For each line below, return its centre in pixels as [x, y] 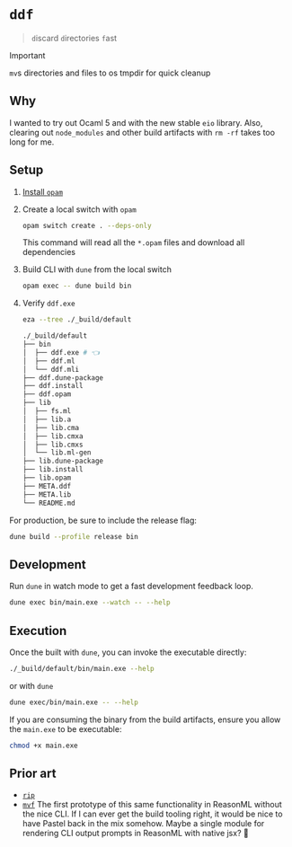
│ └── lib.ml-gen [57, 453]
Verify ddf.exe [49, 304]
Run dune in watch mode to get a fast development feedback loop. [131, 587]
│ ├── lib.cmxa [53, 436]
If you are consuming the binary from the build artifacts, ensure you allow [145, 719]
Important [27, 55]
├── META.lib [47, 494]
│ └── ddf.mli [51, 369]
